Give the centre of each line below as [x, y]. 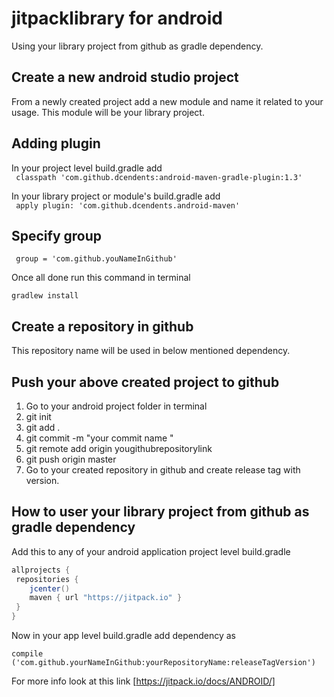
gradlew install [45, 296]
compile [27, 654]
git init [38, 416]
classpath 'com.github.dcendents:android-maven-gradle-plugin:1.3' [159, 177]
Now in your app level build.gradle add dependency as [123, 636]
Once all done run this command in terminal [101, 278]
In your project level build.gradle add [87, 168]
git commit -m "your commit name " [99, 438]
